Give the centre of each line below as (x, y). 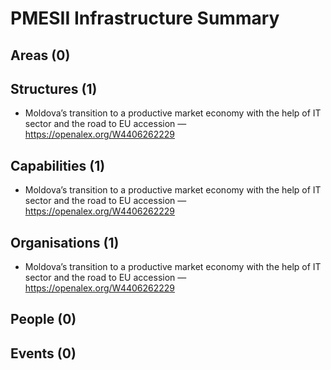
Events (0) (43, 353)
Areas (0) (40, 55)
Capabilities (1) (58, 165)
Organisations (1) (65, 242)
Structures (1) (54, 88)
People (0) (43, 319)
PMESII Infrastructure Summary (145, 18)
